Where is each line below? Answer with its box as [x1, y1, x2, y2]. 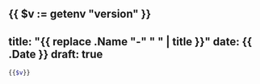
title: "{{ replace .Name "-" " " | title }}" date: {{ [8, 35, 253, 48]
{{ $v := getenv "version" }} [8, 7, 152, 21]
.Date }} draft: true [8, 47, 103, 61]
